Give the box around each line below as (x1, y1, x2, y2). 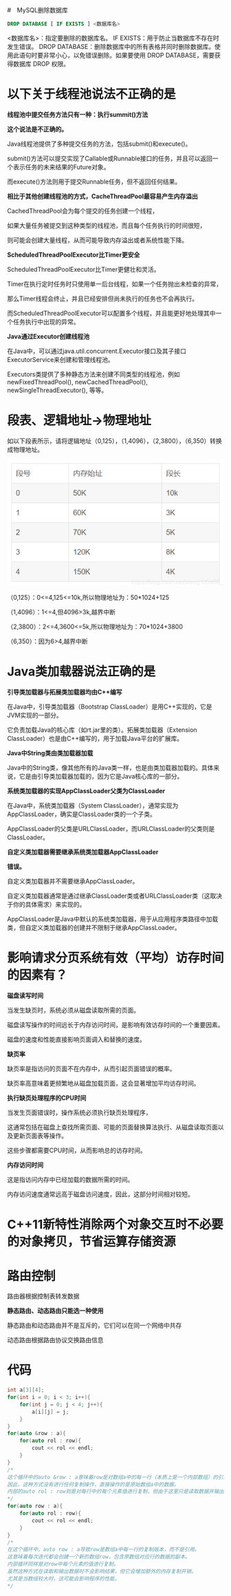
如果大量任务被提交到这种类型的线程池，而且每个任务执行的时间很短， (7, 221, 206, 229)
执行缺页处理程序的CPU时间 (7, 1094, 87, 1102)
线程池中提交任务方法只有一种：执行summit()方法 (7, 110, 148, 118)
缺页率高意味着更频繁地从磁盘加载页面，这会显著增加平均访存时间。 (7, 1079, 200, 1088)
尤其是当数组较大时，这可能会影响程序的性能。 (7, 1575, 120, 1582)
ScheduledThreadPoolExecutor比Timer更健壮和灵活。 (7, 265, 160, 273)
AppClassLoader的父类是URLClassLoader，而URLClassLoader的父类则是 (7, 825, 215, 833)
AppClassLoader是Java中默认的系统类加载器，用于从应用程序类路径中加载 (7, 915, 219, 923)
